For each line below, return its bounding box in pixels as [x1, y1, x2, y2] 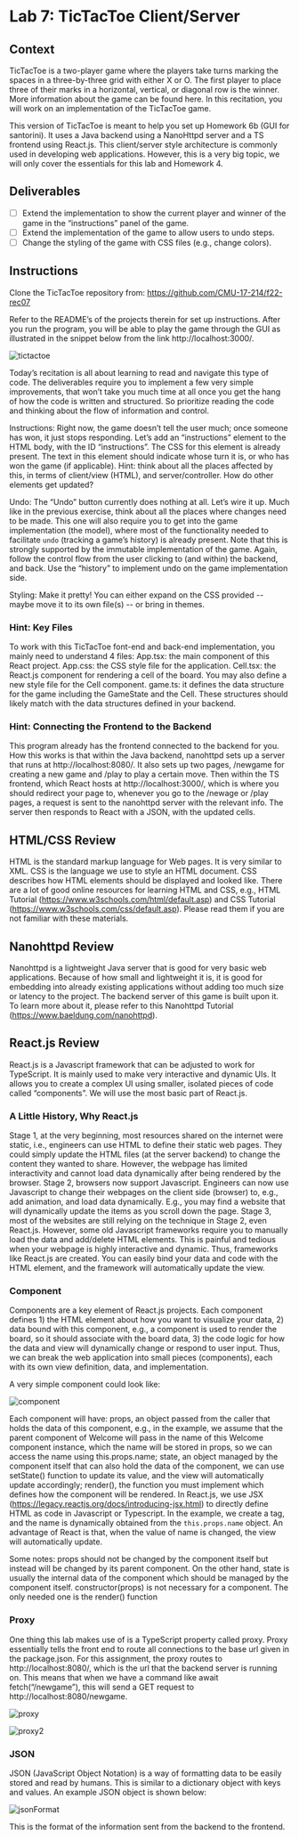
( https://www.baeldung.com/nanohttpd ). [9, 1010, 158, 1021]
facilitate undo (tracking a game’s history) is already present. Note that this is [9, 534, 288, 545]
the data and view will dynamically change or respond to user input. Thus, [9, 1343, 280, 1354]
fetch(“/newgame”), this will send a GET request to [9, 1681, 194, 1692]
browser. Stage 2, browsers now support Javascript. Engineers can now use [9, 1177, 289, 1188]
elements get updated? [9, 479, 94, 490]
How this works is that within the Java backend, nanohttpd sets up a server [9, 750, 286, 761]
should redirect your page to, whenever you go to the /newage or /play [9, 788, 269, 799]
